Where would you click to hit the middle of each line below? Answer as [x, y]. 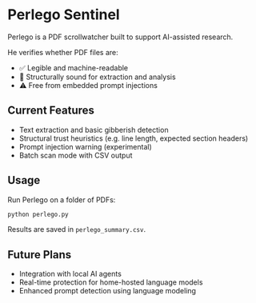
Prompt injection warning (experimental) [86, 146]
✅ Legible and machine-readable [74, 68]
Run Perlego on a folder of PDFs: [62, 199]
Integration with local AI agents [70, 274]
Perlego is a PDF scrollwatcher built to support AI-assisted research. [120, 37]
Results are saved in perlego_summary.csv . [76, 229]
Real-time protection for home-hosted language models [111, 282]
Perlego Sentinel [64, 15]
